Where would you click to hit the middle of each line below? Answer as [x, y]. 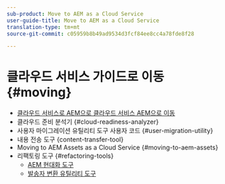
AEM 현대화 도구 [50, 165]
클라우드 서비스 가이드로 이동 [86, 77]
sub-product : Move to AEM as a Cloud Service [75, 14]
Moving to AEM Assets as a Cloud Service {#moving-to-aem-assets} [117, 148]
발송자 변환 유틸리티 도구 [62, 173]
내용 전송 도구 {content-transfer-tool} [70, 139]
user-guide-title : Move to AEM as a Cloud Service [83, 21]
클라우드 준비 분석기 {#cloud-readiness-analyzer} [88, 122]
